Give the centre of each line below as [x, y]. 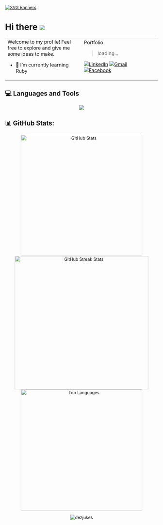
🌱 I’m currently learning [42, 64]
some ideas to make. [31, 54]
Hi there [21, 27]
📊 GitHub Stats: [30, 123]
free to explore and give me [39, 48]
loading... [108, 53]
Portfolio [94, 42]
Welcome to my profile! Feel [39, 42]
